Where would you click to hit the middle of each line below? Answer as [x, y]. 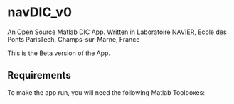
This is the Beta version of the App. [59, 53]
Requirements [39, 75]
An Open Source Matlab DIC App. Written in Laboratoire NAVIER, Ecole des [117, 32]
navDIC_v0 [40, 12]
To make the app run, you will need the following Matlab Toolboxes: [106, 92]
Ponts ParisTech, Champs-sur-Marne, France [74, 39]
